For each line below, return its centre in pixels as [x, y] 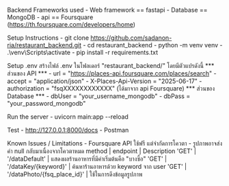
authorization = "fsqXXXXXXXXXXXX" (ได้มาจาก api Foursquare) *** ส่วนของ [111, 88]
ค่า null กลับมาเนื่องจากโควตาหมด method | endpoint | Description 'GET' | [102, 151]
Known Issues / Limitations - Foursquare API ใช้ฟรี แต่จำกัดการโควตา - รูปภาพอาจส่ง [115, 143]
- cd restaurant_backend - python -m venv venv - [153, 45]
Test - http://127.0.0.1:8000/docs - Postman [68, 130]
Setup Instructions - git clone [48, 38]
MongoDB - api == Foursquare [50, 17]
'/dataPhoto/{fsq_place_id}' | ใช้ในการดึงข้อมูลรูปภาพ [75, 174]
